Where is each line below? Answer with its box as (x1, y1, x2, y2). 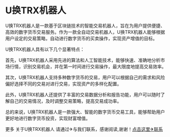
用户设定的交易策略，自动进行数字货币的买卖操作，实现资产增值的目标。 (5, 35, 157, 41)
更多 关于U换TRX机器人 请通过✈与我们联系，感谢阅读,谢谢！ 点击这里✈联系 (5, 126, 163, 132)
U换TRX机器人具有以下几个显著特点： (5, 46, 85, 52)
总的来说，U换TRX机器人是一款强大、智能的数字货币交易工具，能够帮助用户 (5, 108, 165, 115)
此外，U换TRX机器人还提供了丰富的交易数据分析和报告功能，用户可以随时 (5, 92, 161, 98)
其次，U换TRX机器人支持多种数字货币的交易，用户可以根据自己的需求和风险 (5, 74, 165, 80)
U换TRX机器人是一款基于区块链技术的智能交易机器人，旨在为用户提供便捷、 (5, 22, 165, 29)
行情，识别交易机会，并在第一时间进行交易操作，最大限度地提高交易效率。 (9, 63, 166, 70)
